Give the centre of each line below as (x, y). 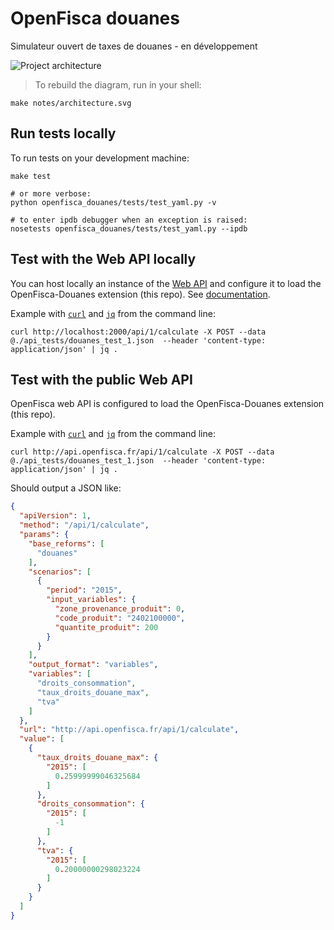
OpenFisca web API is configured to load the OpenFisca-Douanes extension (167, 404)
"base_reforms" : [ (66, 543)
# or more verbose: (51, 193)
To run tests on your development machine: (100, 158)
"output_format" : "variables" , (93, 665)
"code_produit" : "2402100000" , (120, 618)
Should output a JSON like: (66, 488)
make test (31, 176)
